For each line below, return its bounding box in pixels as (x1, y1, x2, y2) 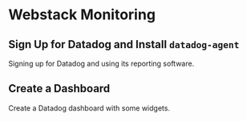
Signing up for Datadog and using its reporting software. (8, 58, 195, 68)
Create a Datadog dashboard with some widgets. (8, 103, 171, 113)
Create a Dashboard (8, 82, 111, 95)
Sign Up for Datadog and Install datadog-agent (8, 38, 240, 51)
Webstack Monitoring (8, 6, 156, 24)
